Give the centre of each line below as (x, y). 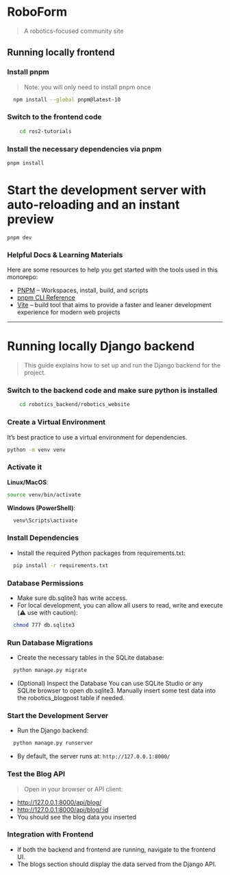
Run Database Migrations (50, 643)
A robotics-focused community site (74, 31)
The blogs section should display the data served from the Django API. (117, 864)
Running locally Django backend (101, 346)
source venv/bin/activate (44, 494)
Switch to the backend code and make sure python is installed (112, 390)
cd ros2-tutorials (46, 131)
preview (31, 219)
